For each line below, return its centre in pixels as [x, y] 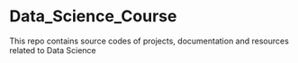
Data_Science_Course [93, 16]
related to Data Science [53, 50]
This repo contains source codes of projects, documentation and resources [149, 41]
